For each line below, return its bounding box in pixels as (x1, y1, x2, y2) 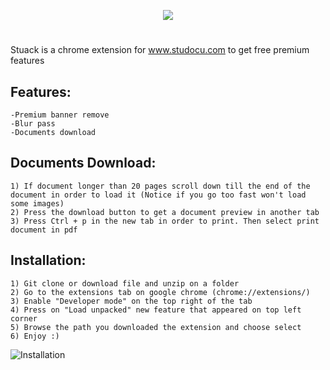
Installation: (10, 252, 87, 269)
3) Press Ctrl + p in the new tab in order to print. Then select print (10, 216, 320, 226)
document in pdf (10, 225, 78, 235)
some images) (10, 198, 65, 209)
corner (10, 313, 38, 324)
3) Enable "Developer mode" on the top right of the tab (10, 296, 253, 306)
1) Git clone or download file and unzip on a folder (10, 278, 240, 289)
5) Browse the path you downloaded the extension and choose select (10, 322, 302, 332)
